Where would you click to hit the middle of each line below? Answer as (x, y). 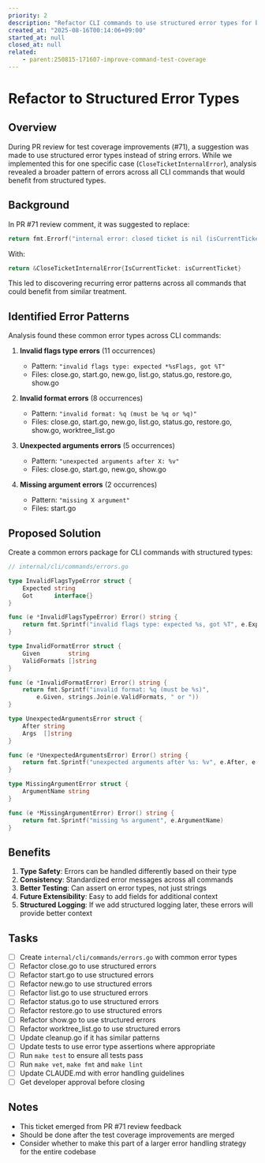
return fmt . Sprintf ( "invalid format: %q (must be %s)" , (116, 690)
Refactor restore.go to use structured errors (91, 1011)
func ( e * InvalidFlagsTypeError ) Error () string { (93, 617)
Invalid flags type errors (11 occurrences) (88, 351)
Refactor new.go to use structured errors (86, 984)
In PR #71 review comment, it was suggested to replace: (99, 224)
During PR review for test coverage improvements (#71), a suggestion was (129, 146)
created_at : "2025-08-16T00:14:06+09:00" (77, 30)
